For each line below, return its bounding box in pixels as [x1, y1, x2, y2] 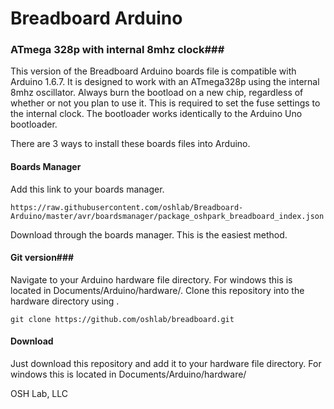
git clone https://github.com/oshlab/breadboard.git [10, 314, 235, 324]
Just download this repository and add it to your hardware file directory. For [10, 358, 322, 370]
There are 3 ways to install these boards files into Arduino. [10, 138, 251, 150]
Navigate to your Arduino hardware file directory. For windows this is [10, 273, 293, 286]
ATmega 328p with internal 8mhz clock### [10, 43, 225, 57]
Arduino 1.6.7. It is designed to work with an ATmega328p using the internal [10, 76, 320, 88]
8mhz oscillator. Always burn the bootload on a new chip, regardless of [10, 87, 304, 99]
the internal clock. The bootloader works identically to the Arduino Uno [10, 108, 303, 120]
